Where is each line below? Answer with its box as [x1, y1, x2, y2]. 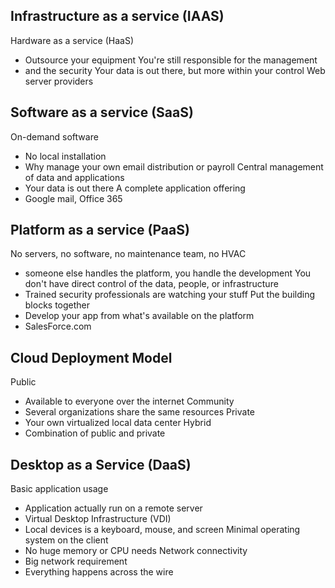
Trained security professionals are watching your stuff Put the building [24, 289, 315, 301]
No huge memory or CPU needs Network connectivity [24, 545, 248, 557]
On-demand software [10, 130, 99, 143]
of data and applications [24, 171, 125, 183]
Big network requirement [24, 555, 128, 568]
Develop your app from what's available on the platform [24, 310, 255, 322]
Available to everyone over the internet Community [24, 395, 235, 408]
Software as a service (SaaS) [10, 104, 194, 121]
